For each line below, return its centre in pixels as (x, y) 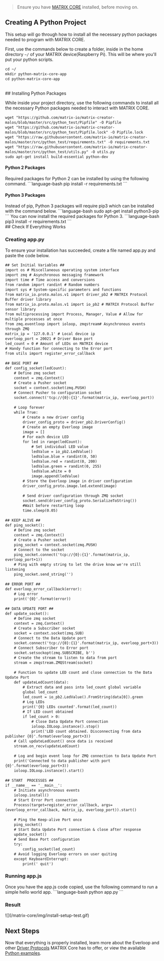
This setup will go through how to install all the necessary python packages (81, 34)
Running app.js (23, 876)
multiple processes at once (34, 319)
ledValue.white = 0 (51, 471)
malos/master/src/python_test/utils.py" (47, 152)
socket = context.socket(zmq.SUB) (49, 633)
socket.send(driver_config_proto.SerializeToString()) (80, 501)
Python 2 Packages (25, 168)
